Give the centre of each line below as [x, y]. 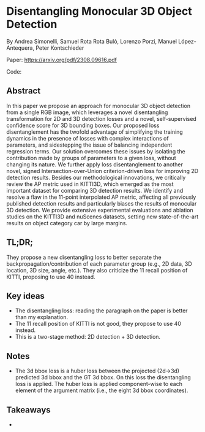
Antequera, [20, 48]
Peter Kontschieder [60, 48]
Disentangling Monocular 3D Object [99, 11]
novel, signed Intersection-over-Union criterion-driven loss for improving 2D [102, 171]
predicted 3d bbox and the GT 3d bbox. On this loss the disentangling [103, 377]
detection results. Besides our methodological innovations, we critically [96, 177]
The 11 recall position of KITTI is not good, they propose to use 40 [98, 324]
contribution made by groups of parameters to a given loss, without [91, 158]
